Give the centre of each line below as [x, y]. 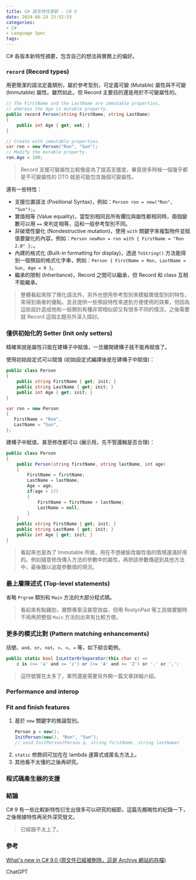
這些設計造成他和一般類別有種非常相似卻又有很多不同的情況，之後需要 [105, 309]
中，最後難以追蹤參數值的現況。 [59, 567]
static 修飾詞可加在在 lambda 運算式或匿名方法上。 [77, 755]
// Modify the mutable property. [47, 152]
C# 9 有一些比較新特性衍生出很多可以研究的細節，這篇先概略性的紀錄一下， [97, 810]
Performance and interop [42, 691]
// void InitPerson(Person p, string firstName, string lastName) [97, 743]
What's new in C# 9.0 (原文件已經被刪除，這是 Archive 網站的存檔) [86, 860]
